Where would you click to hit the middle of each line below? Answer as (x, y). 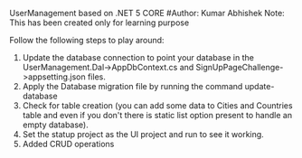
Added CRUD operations (68, 144)
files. (96, 77)
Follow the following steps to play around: (87, 40)
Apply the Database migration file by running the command (132, 86)
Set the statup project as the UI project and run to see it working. (143, 134)
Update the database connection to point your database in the (138, 57)
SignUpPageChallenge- (240, 67)
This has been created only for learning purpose (99, 23)
